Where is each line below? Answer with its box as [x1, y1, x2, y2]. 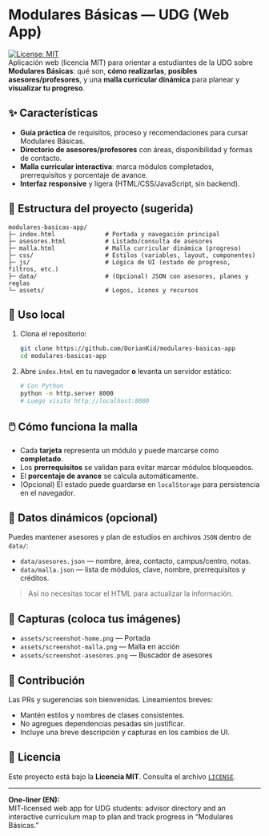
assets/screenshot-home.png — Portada [19, 633, 151, 643]
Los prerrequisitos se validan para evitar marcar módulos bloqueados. [19, 462, 254, 472]
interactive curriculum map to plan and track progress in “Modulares [8, 811, 234, 822]
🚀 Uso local [8, 307, 66, 321]
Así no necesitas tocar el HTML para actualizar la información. [27, 589, 234, 598]
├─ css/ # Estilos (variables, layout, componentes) [8, 251, 256, 259]
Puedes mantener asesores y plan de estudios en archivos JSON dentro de [8, 533, 251, 542]
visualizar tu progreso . [8, 82, 86, 93]
